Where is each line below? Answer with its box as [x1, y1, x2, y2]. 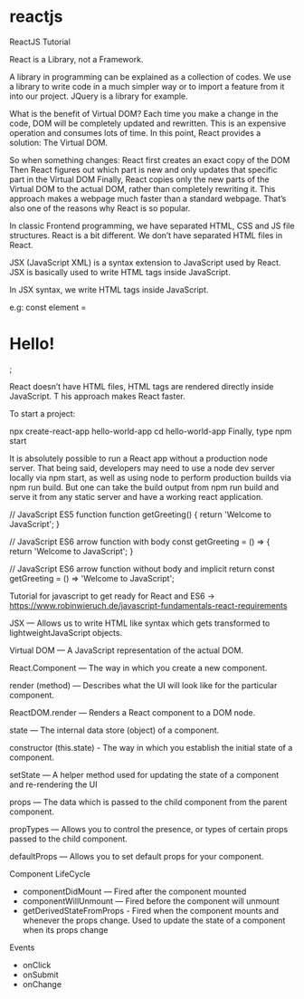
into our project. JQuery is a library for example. [9, 91, 188, 101]
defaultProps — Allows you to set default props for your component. [9, 850, 264, 861]
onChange [22, 978, 62, 989]
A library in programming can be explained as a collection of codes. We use [9, 71, 291, 82]
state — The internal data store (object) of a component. [9, 725, 220, 735]
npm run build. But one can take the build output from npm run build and [9, 482, 280, 493]
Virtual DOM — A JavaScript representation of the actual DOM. [9, 645, 244, 656]
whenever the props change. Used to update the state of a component [22, 915, 286, 926]
